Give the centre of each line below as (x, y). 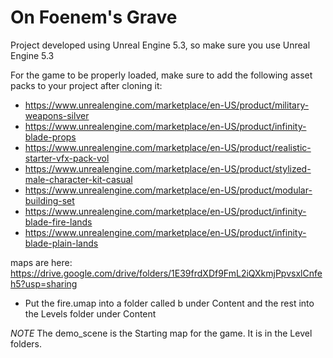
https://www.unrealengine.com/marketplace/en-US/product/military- (167, 105)
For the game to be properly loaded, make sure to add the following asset (161, 75)
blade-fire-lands (58, 222)
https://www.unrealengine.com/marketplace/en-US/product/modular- (168, 190)
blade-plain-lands (61, 243)
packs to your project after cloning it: (86, 85)
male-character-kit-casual (78, 179)
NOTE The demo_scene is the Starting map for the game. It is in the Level (161, 333)
